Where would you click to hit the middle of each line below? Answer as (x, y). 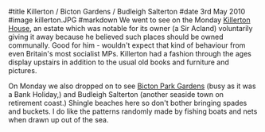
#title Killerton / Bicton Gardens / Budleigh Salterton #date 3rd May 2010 (127, 12)
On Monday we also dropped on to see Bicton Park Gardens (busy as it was (132, 86)
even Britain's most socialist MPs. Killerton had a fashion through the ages (130, 54)
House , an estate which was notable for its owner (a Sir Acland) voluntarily (131, 28)
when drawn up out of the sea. (58, 120)
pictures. (23, 70)
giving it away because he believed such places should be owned (116, 37)
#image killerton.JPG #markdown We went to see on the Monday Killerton (129, 20)
